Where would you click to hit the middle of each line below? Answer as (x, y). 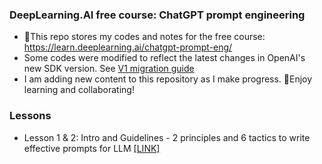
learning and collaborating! (79, 90)
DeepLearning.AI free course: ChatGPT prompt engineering (157, 15)
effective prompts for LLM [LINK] (92, 148)
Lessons (30, 116)
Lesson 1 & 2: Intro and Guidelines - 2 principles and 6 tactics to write (167, 137)
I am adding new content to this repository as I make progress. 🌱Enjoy (168, 79)
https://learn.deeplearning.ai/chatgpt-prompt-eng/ (128, 47)
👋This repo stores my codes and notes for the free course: (144, 37)
